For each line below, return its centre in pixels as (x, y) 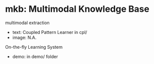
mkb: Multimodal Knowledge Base (77, 9)
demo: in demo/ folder (35, 56)
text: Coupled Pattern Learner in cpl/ (50, 32)
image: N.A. (24, 37)
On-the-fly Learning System (34, 47)
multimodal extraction (27, 23)
